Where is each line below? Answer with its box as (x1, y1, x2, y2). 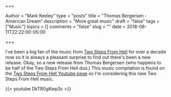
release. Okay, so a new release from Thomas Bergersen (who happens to (5, 60, 162, 65)
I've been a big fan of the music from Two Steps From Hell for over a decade (5, 49, 166, 55)
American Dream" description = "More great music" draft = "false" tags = (5, 18, 160, 24)
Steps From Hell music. (5, 76, 54, 82)
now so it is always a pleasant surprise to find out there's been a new (5, 54, 151, 60)
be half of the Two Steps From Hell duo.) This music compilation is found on (5, 65, 165, 71)
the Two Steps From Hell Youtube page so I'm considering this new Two (5, 70, 157, 77)
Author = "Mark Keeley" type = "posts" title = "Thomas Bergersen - (5, 13, 147, 18)
